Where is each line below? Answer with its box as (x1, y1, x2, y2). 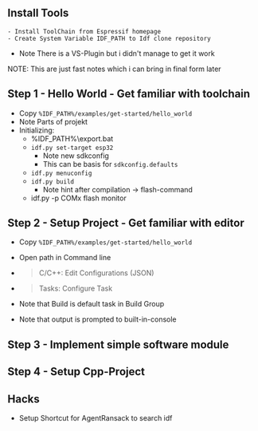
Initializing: (18, 125, 55, 135)
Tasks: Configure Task (38, 283, 113, 294)
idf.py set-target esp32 (30, 144, 114, 152)
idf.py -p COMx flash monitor (30, 193, 127, 203)
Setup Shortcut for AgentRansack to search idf (18, 413, 173, 423)
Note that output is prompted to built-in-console (18, 314, 177, 324)
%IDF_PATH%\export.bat (30, 133, 114, 143)
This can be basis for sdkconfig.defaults (42, 159, 178, 168)
